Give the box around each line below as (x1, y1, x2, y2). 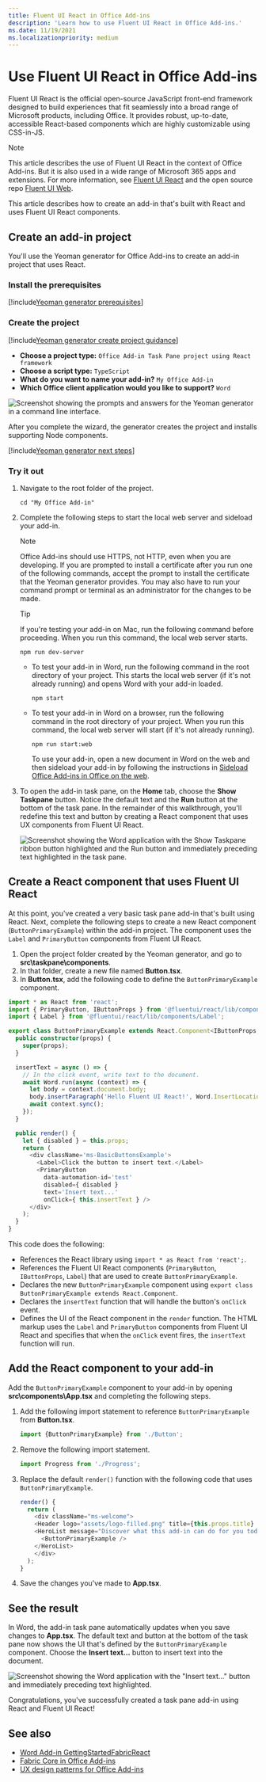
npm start (31, 694, 65, 702)
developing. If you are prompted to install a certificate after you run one (19, 560, 253, 569)
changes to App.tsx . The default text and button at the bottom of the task (8, 1631, 249, 1640)
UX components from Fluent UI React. (19, 820, 144, 829)
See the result (8, 1601, 79, 1615)
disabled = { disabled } (43, 1181, 119, 1189)
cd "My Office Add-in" (19, 498, 95, 507)
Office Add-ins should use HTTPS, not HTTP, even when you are (19, 551, 231, 561)
